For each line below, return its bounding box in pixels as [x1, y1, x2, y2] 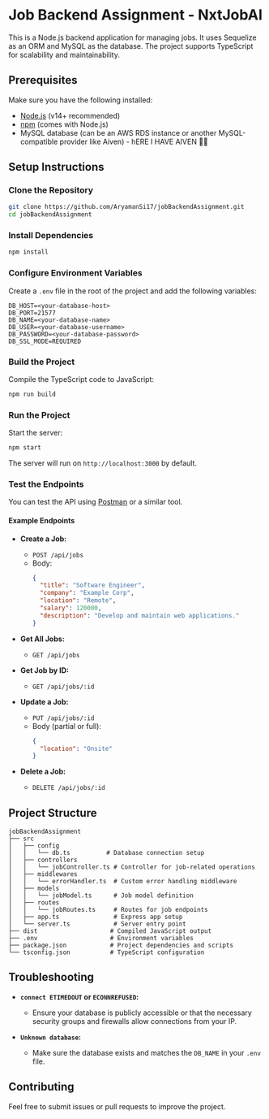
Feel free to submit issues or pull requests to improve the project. [8, 1101, 226, 1111]
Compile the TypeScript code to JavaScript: [8, 374, 155, 384]
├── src [8, 835, 35, 843]
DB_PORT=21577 [8, 309, 57, 317]
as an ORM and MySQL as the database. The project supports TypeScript [8, 41, 254, 50]
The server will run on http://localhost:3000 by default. [8, 458, 197, 468]
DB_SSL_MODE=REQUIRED [8, 337, 82, 345]
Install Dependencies [8, 230, 94, 241]
